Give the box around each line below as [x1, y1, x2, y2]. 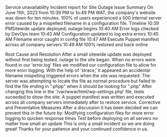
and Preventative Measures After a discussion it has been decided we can [5, 105, 158, 110]
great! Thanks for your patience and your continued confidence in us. [5, 126, 148, 132]
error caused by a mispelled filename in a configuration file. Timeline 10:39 [5, 20, 159, 26]
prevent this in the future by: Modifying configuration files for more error [5, 110, 154, 116]
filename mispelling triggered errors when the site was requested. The [5, 73, 150, 78]
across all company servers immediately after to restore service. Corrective [5, 99, 161, 105]
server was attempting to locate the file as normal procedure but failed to [5, 78, 156, 84]
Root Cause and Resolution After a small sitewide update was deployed [5, 51, 152, 57]
